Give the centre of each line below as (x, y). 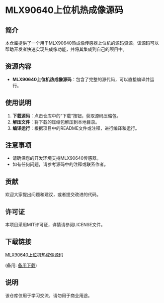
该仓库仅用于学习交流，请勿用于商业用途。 (49, 295)
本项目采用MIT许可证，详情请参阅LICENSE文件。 (55, 225)
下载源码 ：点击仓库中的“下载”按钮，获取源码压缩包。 (67, 115)
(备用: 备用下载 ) (21, 265)
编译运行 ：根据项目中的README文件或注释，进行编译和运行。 (76, 128)
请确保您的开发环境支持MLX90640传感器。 (56, 158)
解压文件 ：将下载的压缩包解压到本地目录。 (56, 122)
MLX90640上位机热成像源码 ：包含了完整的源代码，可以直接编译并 (81, 79)
